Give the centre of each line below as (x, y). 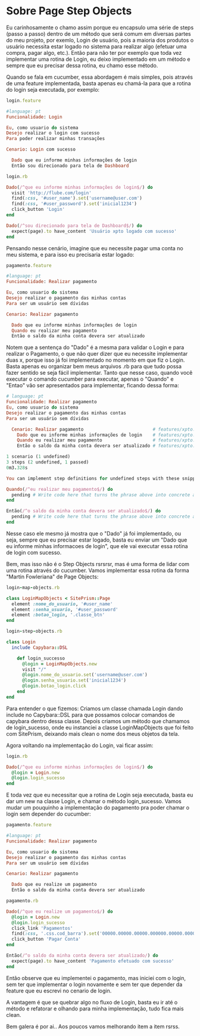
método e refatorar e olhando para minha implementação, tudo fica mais (95, 1009)
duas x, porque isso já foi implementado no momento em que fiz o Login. (96, 360)
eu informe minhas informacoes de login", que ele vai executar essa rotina (97, 546)
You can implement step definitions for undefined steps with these (93, 478)
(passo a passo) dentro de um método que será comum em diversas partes (99, 33)
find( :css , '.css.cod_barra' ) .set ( (56, 934)
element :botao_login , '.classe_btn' (58, 615)
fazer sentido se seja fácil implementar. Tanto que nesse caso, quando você (99, 373)
